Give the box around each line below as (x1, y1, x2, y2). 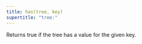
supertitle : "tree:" (6, 14, 58, 20)
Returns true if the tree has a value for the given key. (6, 31, 137, 38)
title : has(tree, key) (6, 8, 63, 15)
